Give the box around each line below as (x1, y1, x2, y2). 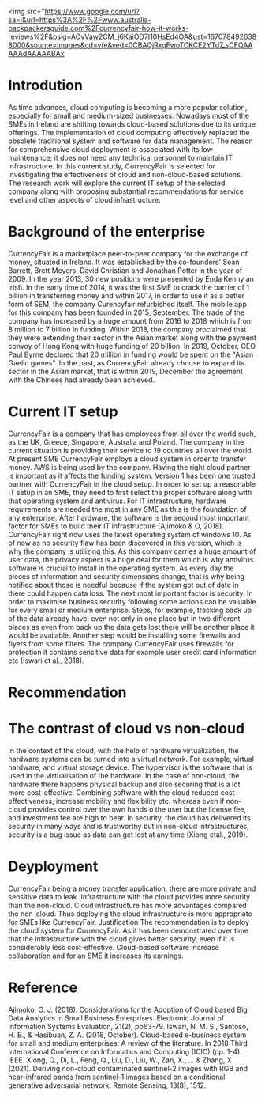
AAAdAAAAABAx (8, 49, 65, 58)
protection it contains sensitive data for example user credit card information (8, 647, 257, 657)
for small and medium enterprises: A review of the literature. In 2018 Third (8, 1038, 248, 1047)
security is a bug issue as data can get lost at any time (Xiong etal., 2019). (8, 830, 248, 839)
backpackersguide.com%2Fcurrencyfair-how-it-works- (8, 24, 189, 32)
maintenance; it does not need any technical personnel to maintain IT (8, 153, 233, 162)
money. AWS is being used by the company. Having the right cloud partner (8, 462, 251, 471)
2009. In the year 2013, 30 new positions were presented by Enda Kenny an (8, 274, 255, 283)
